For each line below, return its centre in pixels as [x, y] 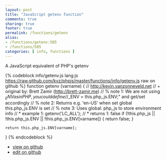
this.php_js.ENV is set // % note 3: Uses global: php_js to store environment [83, 108]
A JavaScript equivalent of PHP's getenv [47, 66]
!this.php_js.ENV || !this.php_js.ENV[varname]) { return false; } [69, 119]
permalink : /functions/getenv [37, 33]
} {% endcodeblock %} [29, 137]
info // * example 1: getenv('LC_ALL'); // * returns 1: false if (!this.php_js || [80, 114]
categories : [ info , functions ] [40, 51]
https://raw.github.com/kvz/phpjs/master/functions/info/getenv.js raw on [80, 81]
